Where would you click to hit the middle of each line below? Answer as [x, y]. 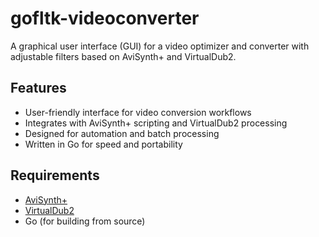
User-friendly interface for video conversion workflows [138, 112]
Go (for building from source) [85, 221]
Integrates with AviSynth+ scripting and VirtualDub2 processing [156, 123]
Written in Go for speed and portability [103, 144]
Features [38, 88]
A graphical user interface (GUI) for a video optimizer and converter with [160, 46]
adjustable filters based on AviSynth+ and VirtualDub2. [123, 56]
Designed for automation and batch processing [122, 133]
